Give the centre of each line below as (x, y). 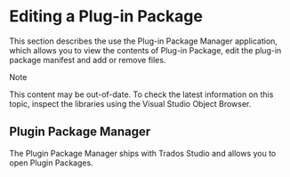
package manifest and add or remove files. (88, 60)
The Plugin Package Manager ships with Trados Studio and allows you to (143, 153)
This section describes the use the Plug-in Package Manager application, (144, 41)
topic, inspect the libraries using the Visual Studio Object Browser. (130, 103)
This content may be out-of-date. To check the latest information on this (141, 94)
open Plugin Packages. (51, 163)
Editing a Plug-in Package (106, 16)
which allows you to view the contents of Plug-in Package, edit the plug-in (145, 50)
